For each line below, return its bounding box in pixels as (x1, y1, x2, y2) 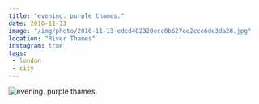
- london (11, 57, 42, 65)
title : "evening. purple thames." (8, 11, 125, 20)
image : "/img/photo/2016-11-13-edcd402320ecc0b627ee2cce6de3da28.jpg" (8, 27, 252, 35)
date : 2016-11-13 (8, 19, 67, 27)
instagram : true (8, 42, 63, 50)
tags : (8, 49, 27, 57)
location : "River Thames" (8, 34, 96, 43)
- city (11, 64, 35, 73)
